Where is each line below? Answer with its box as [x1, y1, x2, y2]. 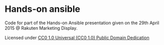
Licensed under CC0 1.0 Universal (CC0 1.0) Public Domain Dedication [4, 35, 149, 41]
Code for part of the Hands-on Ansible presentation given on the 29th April [4, 20, 159, 26]
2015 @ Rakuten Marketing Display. [4, 25, 78, 31]
